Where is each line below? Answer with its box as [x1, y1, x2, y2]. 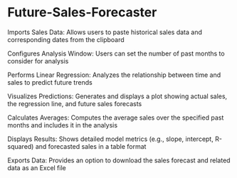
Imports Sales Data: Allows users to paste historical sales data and [7, 28, 203, 36]
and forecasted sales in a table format [35, 142, 147, 150]
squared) [7, 142, 34, 150]
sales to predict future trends [7, 78, 93, 86]
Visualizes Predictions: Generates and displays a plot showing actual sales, [7, 92, 228, 100]
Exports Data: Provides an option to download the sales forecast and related [7, 156, 231, 164]
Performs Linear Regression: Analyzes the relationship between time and [7, 70, 221, 79]
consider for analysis [7, 56, 69, 65]
